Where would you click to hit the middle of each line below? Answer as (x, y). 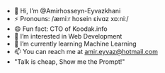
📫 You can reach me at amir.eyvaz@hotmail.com (86, 52)
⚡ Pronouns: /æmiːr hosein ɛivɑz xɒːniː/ (71, 19)
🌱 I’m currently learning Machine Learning (75, 44)
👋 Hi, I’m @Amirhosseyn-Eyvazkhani (67, 11)
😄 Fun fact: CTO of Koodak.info (61, 29)
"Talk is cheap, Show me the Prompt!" (69, 62)
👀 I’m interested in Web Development (68, 36)
